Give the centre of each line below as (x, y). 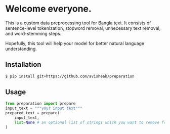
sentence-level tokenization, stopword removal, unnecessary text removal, (83, 28)
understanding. (21, 49)
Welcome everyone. (49, 9)
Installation (23, 64)
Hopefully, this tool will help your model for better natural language (75, 43)
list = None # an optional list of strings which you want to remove (87, 122)
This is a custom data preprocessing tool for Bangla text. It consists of (78, 23)
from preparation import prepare (40, 104)
